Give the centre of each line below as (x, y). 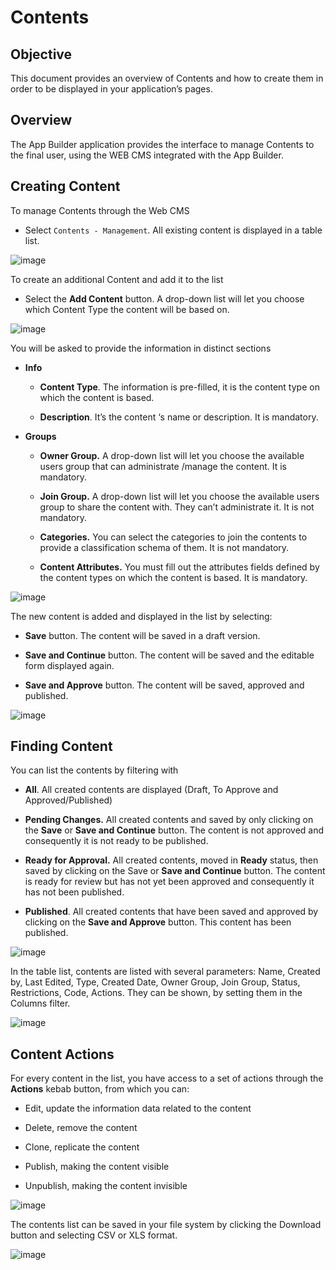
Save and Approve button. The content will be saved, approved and (164, 685)
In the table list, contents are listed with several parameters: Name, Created (165, 972)
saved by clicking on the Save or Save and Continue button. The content (175, 871)
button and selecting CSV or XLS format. (94, 1235)
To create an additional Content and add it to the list (117, 279)
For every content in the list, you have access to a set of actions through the (167, 1078)
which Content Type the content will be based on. (127, 309)
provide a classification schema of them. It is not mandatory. (164, 547)
